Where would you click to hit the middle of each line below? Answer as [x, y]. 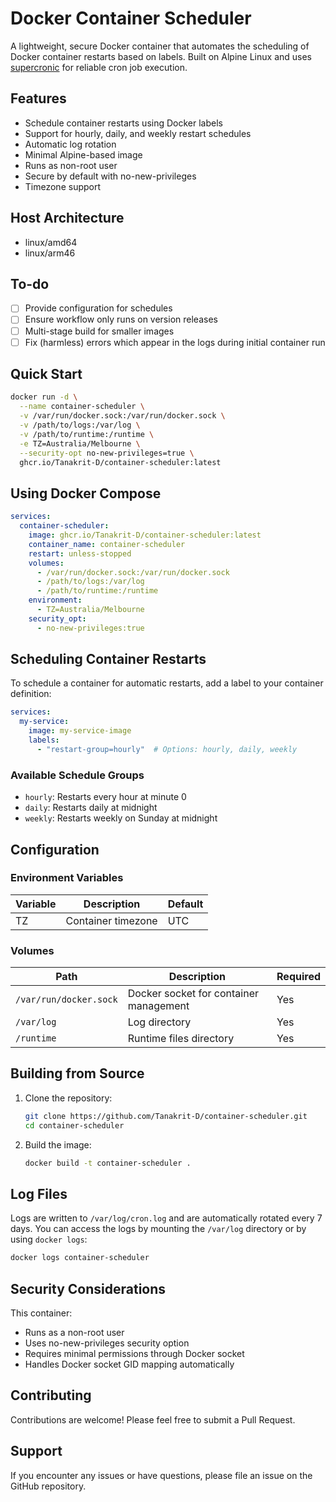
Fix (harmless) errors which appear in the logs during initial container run [175, 342]
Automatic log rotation [70, 144]
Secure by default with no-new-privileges [110, 176]
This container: [41, 1313]
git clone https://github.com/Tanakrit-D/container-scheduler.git [166, 1116]
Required [298, 977]
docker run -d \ [44, 397]
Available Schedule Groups [77, 775]
